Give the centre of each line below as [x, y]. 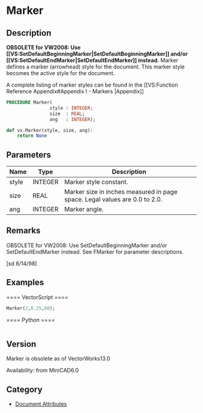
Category [24, 389]
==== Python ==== [31, 320]
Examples [25, 282]
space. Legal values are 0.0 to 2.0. [113, 199]
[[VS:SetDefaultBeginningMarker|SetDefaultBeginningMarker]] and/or [97, 54]
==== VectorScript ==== [37, 297]
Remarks [24, 231]
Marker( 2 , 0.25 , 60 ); [31, 308]
